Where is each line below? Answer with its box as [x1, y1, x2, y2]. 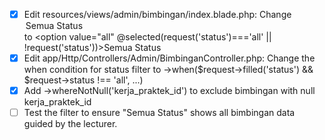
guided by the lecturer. [23, 118, 118, 130]
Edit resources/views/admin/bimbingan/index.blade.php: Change [23, 9, 292, 20]
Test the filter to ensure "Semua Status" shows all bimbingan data [23, 107, 296, 119]
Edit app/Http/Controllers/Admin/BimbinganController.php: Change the [23, 52, 316, 64]
